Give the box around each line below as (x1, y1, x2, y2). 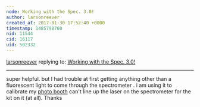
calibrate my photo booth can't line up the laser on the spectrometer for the (6, 87, 192, 95)
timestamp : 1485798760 (6, 25, 62, 32)
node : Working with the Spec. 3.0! (6, 8, 95, 15)
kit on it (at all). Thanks (6, 94, 62, 101)
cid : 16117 (6, 36, 33, 42)
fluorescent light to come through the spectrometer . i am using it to (6, 81, 173, 89)
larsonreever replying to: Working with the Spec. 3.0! (6, 58, 136, 65)
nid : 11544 (6, 31, 33, 37)
